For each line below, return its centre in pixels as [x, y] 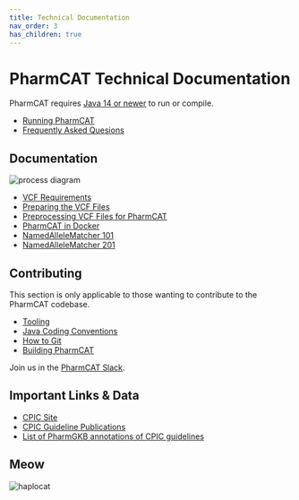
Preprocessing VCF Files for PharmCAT [94, 217]
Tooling [36, 321]
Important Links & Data [74, 396]
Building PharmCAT [58, 349]
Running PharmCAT [59, 121]
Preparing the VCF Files [66, 207]
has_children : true [46, 34]
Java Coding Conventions [70, 331]
